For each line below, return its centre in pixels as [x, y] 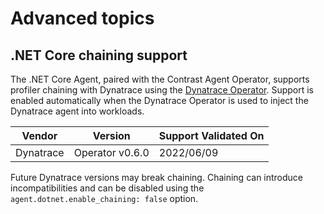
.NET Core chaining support [99, 55]
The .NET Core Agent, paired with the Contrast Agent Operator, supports [160, 79]
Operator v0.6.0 [111, 152]
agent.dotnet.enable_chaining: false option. [104, 198]
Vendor [39, 135]
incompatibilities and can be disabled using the [107, 188]
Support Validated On [211, 135]
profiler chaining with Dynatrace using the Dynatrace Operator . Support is [162, 90]
